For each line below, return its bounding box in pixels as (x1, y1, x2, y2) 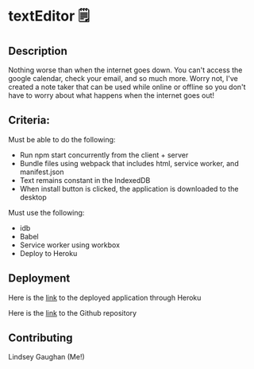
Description (8, 44, 67, 57)
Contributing (8, 332, 73, 345)
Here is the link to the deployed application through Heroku (8, 293, 202, 302)
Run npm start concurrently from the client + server (19, 150, 189, 160)
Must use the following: (8, 208, 85, 217)
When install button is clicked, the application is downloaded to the (19, 184, 239, 193)
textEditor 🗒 (8, 7, 90, 25)
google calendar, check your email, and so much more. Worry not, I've (8, 74, 238, 83)
